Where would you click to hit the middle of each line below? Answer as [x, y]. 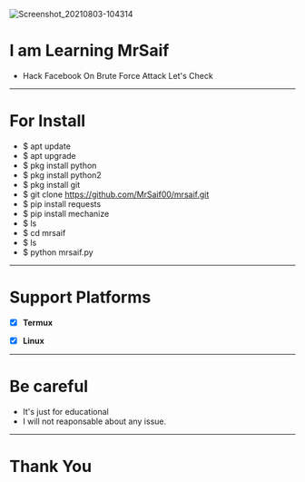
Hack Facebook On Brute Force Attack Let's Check [118, 75]
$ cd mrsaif [44, 232]
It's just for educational [65, 411]
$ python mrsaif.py [58, 252]
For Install [48, 121]
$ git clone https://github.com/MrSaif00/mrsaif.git [116, 194]
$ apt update [46, 146]
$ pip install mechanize [66, 213]
